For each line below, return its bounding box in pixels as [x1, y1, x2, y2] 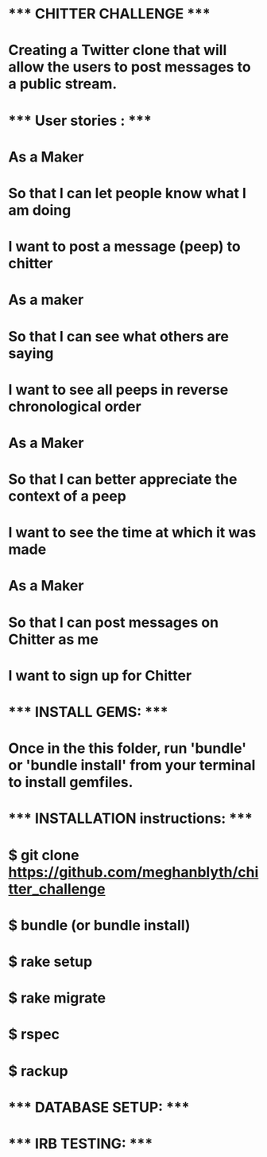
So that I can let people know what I [8, 184, 246, 202]
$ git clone [8, 846, 79, 864]
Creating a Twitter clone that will [8, 41, 227, 60]
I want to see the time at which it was [8, 524, 257, 542]
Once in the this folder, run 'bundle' [8, 739, 247, 758]
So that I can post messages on [8, 614, 219, 631]
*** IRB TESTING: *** [8, 1135, 153, 1152]
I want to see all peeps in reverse [8, 380, 229, 399]
